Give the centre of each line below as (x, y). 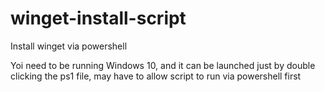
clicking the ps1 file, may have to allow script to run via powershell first (156, 76)
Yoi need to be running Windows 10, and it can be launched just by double (163, 65)
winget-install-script (98, 18)
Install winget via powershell (69, 46)
